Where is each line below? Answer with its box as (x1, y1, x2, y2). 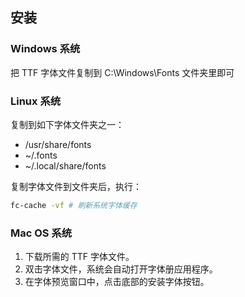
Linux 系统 (10, 94, 62, 108)
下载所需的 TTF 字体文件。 (24, 251, 135, 263)
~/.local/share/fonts (24, 159, 107, 172)
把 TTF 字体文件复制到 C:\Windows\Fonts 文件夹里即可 (10, 66, 235, 78)
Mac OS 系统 (10, 226, 73, 240)
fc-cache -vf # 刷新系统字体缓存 (10, 200, 138, 210)
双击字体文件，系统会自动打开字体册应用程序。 (24, 263, 218, 275)
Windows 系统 (10, 42, 81, 56)
